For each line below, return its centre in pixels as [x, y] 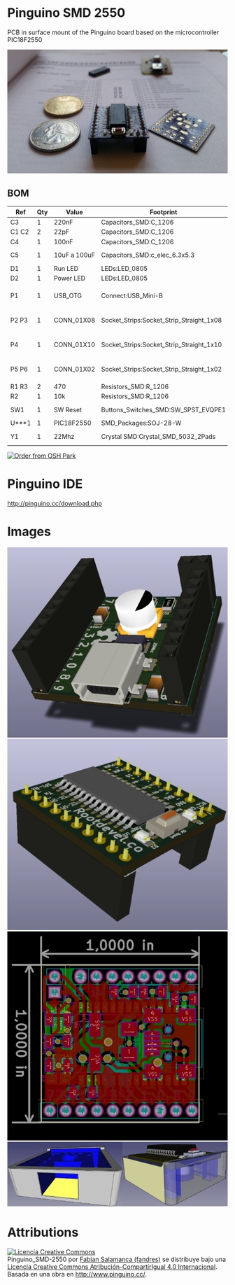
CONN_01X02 [74, 370]
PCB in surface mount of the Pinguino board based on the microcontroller [113, 32]
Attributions [43, 1233]
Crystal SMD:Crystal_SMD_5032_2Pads [158, 436]
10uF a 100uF [74, 255]
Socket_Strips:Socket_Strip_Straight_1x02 [162, 370]
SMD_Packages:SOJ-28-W [141, 423]
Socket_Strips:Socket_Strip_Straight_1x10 [162, 345]
